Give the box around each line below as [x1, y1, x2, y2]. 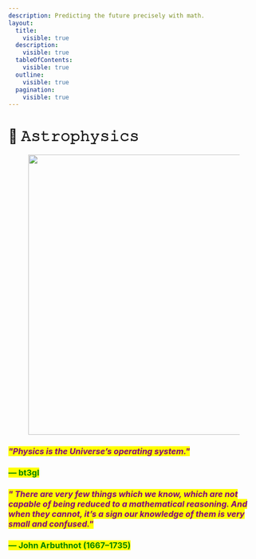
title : [15, 26, 37, 34]
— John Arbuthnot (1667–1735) [8, 539, 132, 550]
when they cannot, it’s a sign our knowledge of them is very [8, 508, 245, 519]
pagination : [15, 85, 56, 94]
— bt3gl [8, 467, 40, 479]
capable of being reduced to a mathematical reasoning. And [8, 498, 248, 510]
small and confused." [8, 518, 94, 530]
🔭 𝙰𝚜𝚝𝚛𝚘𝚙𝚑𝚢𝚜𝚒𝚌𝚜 [8, 127, 140, 146]
